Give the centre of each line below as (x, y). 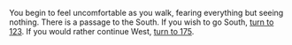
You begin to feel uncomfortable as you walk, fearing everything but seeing (146, 13)
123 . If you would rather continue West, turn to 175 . (102, 31)
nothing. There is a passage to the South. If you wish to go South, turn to (142, 22)
